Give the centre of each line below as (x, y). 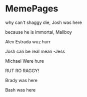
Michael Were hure (24, 61)
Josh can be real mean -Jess (35, 51)
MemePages (32, 9)
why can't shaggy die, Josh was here (44, 22)
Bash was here (20, 90)
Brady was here (21, 80)
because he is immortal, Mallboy (39, 32)
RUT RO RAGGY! (22, 71)
